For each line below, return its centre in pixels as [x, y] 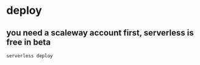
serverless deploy [30, 56]
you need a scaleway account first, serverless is [100, 33]
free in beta [28, 42]
